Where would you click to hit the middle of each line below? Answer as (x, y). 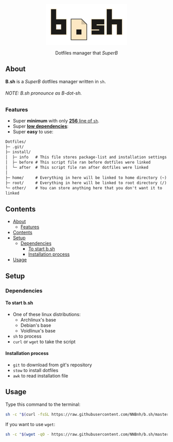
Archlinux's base (38, 320)
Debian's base (36, 325)
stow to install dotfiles (36, 370)
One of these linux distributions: (47, 314)
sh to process (27, 336)
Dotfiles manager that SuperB (86, 53)
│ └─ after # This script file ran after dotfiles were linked (77, 168)
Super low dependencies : (40, 126)
